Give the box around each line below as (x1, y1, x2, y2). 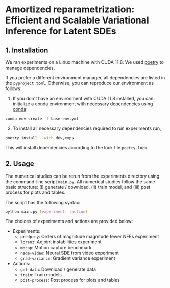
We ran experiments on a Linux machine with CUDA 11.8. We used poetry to (5, 59, 164, 65)
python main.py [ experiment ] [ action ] (5, 209, 88, 214)
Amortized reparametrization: (5, 4, 135, 15)
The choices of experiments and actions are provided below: (5, 218, 133, 225)
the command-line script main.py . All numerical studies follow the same (5, 178, 155, 185)
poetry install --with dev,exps (5, 135, 74, 140)
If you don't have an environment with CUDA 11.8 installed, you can (12, 96, 154, 101)
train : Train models (20, 272, 62, 278)
